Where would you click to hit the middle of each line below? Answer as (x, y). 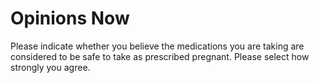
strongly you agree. (50, 67)
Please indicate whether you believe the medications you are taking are (157, 46)
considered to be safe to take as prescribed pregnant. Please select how (160, 56)
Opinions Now (70, 18)
